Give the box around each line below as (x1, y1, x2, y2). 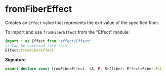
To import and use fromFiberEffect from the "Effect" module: (5, 29, 130, 35)
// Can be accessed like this (5, 43, 68, 48)
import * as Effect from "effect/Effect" (5, 38, 92, 44)
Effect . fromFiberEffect (5, 48, 54, 52)
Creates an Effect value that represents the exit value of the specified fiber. (5, 20, 160, 25)
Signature (5, 56, 26, 62)
